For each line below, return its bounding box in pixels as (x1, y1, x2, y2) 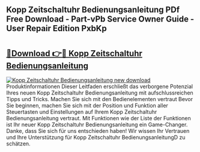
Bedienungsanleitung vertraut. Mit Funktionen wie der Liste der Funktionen (6, 115, 191, 121)
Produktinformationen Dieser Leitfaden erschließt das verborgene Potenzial (6, 83, 193, 90)
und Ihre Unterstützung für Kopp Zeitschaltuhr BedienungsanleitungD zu (6, 134, 186, 141)
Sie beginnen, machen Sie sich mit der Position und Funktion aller (6, 102, 168, 109)
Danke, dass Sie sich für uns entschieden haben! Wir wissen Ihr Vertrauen (6, 127, 190, 134)
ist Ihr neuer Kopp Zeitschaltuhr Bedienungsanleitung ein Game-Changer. (6, 121, 188, 128)
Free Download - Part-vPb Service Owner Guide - (6, 14, 195, 25)
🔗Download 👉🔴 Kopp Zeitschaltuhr (6, 48, 143, 59)
